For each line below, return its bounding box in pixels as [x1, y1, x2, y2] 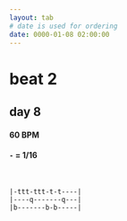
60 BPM [9, 129, 40, 140]
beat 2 [9, 68, 58, 89]
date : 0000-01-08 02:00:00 [9, 30, 110, 39]
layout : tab [9, 13, 54, 22]
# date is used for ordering [9, 22, 118, 31]
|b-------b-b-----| [9, 203, 82, 212]
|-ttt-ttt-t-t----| [9, 187, 82, 196]
